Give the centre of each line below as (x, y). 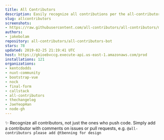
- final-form (18, 86)
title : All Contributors (30, 9)
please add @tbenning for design (67, 133)
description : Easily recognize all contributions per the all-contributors (84, 14)
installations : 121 (25, 59)
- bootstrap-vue (21, 77)
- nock (12, 82)
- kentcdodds (18, 69)
